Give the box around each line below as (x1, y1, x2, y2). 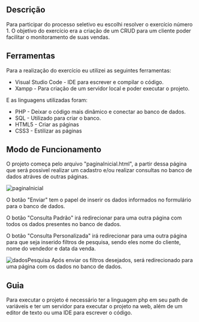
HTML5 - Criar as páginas (14, 121, 79, 128)
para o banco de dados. (6, 203, 65, 210)
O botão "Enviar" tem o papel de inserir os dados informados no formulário (6, 196, 192, 203)
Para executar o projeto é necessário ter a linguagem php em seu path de (6, 296, 188, 303)
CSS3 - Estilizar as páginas (14, 127, 82, 134)
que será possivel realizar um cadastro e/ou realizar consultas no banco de (6, 167, 192, 174)
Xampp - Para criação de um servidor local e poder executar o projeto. (14, 85, 190, 92)
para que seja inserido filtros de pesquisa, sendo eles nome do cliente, (6, 239, 181, 246)
